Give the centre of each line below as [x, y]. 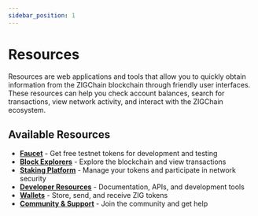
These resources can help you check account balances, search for [116, 93]
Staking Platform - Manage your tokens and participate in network [128, 170]
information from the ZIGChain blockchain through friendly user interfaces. [129, 84]
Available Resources [59, 134]
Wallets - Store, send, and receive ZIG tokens [94, 196]
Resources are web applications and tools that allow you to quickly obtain [127, 76]
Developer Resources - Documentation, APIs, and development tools [132, 187]
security [33, 179]
